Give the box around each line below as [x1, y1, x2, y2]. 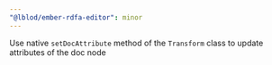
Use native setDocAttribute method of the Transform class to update [9, 37, 264, 48]
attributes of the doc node [9, 46, 106, 58]
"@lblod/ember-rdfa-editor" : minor [9, 12, 143, 22]
